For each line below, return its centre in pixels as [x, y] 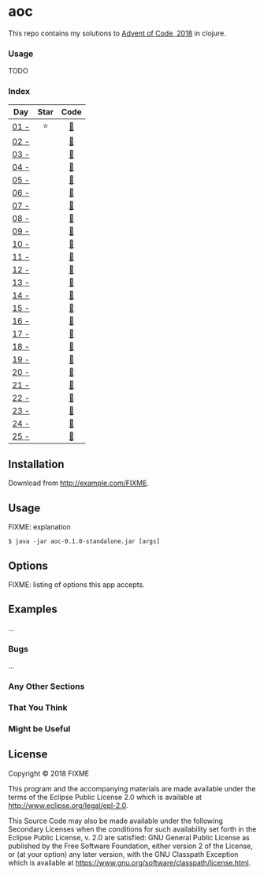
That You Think [38, 707]
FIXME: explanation [39, 527]
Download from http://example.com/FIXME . [79, 483]
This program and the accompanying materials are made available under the [132, 788]
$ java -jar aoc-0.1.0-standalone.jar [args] [84, 542]
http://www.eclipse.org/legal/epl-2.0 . [68, 805]
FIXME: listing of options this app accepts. [76, 584]
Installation [36, 464]
